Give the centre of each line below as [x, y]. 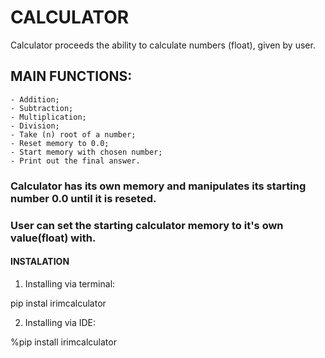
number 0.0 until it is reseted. [83, 198]
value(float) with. [53, 238]
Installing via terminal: [70, 283]
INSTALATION [40, 262]
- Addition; [35, 99]
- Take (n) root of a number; [73, 134]
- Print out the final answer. [75, 161]
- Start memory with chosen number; [86, 152]
